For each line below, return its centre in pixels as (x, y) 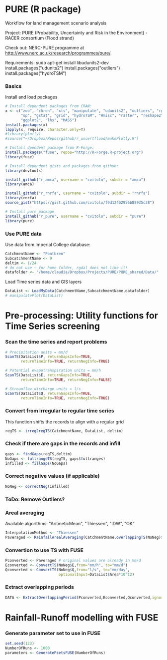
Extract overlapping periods (40, 587)
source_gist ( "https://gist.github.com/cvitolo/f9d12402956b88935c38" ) (80, 203)
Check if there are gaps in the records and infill (63, 444)
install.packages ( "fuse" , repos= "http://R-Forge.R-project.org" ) (74, 153)
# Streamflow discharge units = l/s (43, 389)
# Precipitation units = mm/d (37, 352)
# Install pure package (30, 211)
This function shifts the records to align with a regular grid (65, 422)
